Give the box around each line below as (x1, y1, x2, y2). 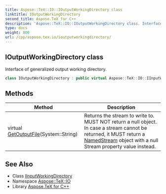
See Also (5, 160, 33, 168)
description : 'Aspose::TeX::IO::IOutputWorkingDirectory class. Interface (5, 21, 163, 26)
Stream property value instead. (83, 143, 156, 150)
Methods (5, 89, 34, 98)
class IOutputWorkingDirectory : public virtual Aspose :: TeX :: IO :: (5, 76, 147, 80)
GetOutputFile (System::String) (7, 131, 78, 138)
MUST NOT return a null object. (83, 118, 157, 125)
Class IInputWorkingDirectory (12, 173, 73, 179)
